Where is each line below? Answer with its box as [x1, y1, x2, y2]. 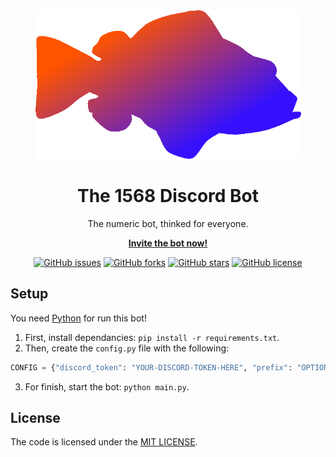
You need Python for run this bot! [10, 312, 147, 324]
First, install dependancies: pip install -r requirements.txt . [24, 331, 280, 343]
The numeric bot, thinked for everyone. [87, 217, 249, 229]
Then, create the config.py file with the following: [24, 342, 230, 354]
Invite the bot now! [128, 237, 208, 249]
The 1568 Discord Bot [76, 185, 260, 208]
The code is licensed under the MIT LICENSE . [10, 436, 198, 448]
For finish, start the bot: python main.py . [24, 380, 190, 393]
